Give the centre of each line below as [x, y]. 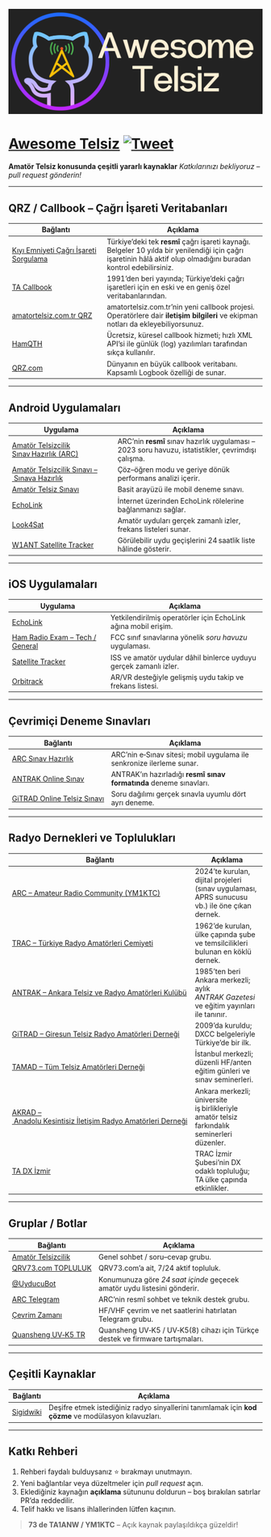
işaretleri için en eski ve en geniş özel [169, 287]
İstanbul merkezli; [224, 1054]
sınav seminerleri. [224, 1079]
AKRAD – [27, 1113]
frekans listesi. [134, 686]
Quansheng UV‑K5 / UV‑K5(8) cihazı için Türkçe [179, 1330]
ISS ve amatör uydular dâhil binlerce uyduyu [183, 657]
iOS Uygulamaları [53, 584]
